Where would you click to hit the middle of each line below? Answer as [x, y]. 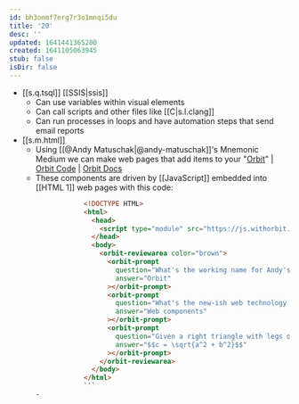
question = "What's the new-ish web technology [201, 303]
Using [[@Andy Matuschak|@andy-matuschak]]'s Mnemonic [147, 149]
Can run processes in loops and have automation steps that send [154, 120]
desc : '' [25, 34]
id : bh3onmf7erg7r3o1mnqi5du [63, 17]
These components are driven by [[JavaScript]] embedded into [151, 177]
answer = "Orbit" [143, 278]
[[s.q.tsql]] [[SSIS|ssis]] [65, 92]
